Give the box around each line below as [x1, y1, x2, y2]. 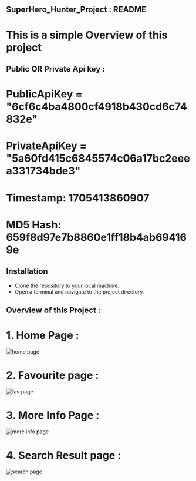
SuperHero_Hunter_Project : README [6, 5, 147, 15]
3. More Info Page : [6, 408, 100, 422]
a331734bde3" [6, 164, 81, 178]
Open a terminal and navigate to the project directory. [14, 288, 144, 295]
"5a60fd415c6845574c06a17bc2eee [6, 152, 190, 165]
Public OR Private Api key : [6, 64, 106, 74]
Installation [6, 267, 48, 277]
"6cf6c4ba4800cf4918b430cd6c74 [6, 100, 188, 113]
